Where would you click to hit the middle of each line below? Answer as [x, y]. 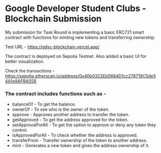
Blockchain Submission [54, 19]
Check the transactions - [30, 70]
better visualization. [25, 61]
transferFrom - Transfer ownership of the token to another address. [80, 140]
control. [20, 130]
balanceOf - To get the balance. [44, 104]
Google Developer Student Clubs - [76, 8]
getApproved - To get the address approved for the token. [70, 120]
